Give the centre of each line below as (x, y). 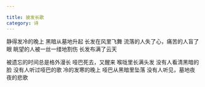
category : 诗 (22, 23)
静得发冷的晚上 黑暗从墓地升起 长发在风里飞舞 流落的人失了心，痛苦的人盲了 (103, 41)
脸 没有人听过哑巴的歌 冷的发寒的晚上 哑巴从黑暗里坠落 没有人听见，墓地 (98, 70)
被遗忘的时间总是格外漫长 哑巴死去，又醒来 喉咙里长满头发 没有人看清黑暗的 (103, 62)
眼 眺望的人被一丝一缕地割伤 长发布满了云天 (62, 49)
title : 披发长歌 (25, 17)
